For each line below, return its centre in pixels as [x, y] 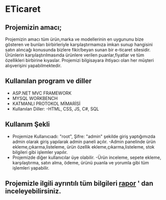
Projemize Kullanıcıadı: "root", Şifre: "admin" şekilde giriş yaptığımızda [84, 136]
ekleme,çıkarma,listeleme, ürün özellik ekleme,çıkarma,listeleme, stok [83, 147]
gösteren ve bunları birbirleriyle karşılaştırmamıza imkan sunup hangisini [79, 45]
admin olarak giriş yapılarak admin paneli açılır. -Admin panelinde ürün [84, 142]
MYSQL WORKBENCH [35, 98]
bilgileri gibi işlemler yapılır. [40, 152]
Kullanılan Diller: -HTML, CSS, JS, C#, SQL [55, 109]
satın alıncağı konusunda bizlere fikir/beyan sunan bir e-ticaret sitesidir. [78, 50]
